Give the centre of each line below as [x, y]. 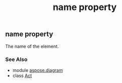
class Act [22, 75]
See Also [16, 59]
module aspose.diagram [38, 70]
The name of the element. [32, 46]
